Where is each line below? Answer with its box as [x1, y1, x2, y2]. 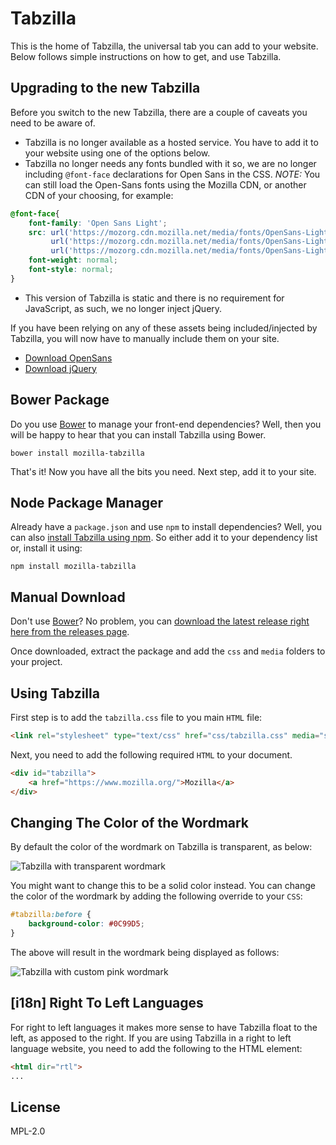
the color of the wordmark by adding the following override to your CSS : [10, 890, 303, 902]
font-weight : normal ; [28, 255, 118, 266]
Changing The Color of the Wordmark [10, 814, 250, 831]
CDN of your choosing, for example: [24, 189, 174, 201]
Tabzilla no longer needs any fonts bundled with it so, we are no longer [24, 157, 317, 169]
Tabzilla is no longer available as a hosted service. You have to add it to [24, 136, 319, 148]
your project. [10, 656, 63, 668]
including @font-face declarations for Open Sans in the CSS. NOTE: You [24, 168, 321, 180]
